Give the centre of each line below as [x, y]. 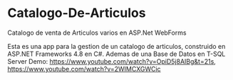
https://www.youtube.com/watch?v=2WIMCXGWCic [84, 69]
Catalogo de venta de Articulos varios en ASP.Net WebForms [97, 33]
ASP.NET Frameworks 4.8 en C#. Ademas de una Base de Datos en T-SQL [116, 54]
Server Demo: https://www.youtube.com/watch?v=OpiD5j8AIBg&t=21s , [112, 61]
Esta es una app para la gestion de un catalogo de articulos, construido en [116, 46]
